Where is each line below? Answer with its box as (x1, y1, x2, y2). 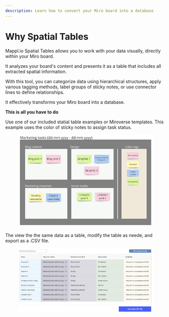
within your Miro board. (5, 53, 54, 59)
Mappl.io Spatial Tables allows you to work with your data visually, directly (5, 47, 161, 54)
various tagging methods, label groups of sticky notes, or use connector (5, 84, 157, 90)
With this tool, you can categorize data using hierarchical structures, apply (5, 78, 161, 84)
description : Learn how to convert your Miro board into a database (5, 8, 154, 13)
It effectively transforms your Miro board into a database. (5, 99, 125, 105)
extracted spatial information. (5, 68, 67, 74)
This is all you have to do (5, 109, 59, 115)
